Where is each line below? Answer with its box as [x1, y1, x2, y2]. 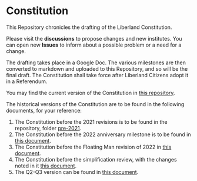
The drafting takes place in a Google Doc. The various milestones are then [6, 59, 186, 66]
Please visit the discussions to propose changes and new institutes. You [6, 35, 182, 42]
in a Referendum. [6, 78, 48, 85]
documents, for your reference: [6, 107, 82, 114]
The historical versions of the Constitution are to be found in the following [6, 100, 185, 107]
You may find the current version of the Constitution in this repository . [6, 89, 175, 96]
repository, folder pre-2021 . [14, 124, 82, 131]
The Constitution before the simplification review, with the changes [14, 156, 178, 163]
